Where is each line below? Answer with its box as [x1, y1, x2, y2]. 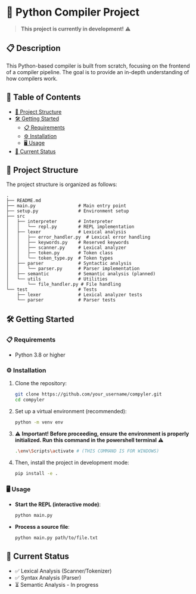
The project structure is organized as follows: [6, 181, 117, 188]
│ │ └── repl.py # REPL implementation [6, 224, 135, 230]
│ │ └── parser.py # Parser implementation [6, 266, 140, 272]
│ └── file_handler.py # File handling [6, 281, 121, 288]
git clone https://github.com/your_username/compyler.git [14, 391, 162, 397]
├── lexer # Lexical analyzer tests [17, 292, 143, 298]
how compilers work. [6, 75, 58, 82]
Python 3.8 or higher [14, 351, 66, 358]
